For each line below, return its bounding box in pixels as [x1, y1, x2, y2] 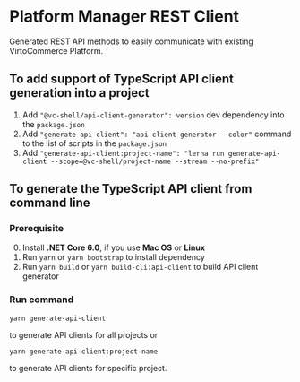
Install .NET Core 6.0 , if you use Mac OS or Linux [21, 242, 206, 253]
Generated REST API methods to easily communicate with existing [9, 36, 253, 47]
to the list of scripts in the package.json [21, 137, 167, 149]
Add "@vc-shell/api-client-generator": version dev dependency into [21, 109, 285, 120]
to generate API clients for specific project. [9, 362, 167, 373]
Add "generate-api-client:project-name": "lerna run [21, 147, 225, 158]
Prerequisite [9, 222, 64, 235]
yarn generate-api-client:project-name [9, 347, 159, 356]
